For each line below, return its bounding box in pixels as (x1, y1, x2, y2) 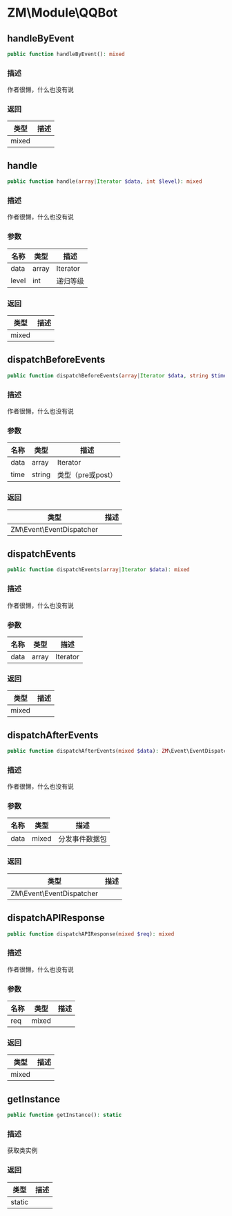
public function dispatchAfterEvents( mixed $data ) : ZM (7, 748, 168, 755)
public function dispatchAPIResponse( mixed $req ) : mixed (7, 930, 175, 938)
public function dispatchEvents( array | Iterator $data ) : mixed (7, 566, 190, 573)
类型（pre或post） (57, 470, 117, 480)
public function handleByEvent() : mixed (7, 51, 126, 57)
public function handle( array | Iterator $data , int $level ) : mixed (7, 178, 202, 185)
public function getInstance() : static (7, 1111, 122, 1119)
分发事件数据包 (58, 834, 107, 844)
